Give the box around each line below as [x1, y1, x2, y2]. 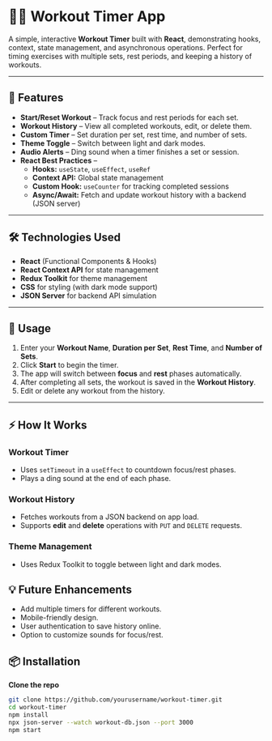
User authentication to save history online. [19, 621, 162, 631]
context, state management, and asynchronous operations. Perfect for [8, 42, 243, 52]
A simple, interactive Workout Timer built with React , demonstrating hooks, [8, 34, 261, 44]
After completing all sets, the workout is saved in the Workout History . [19, 377, 257, 387]
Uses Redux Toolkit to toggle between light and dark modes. [19, 559, 222, 569]
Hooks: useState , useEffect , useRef [32, 164, 151, 173]
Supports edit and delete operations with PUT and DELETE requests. [19, 521, 243, 530]
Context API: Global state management [32, 172, 164, 182]
